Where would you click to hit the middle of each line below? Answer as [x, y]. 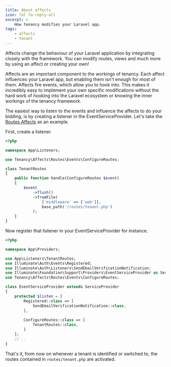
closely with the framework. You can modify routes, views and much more [83, 58]
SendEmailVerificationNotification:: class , [79, 306]
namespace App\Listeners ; [33, 150]
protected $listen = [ [38, 296]
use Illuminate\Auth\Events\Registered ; [49, 263]
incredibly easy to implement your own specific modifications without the [82, 90]
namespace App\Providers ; [33, 249]
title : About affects [28, 10]
